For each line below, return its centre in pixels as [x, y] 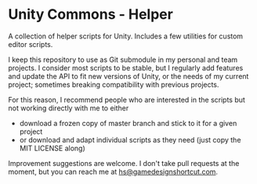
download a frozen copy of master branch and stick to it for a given [128, 123]
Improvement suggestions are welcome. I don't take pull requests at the [124, 163]
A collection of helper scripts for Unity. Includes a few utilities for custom [126, 36]
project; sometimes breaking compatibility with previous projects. [114, 85]
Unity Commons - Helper [91, 14]
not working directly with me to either [69, 108]
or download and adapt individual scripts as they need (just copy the [130, 139]
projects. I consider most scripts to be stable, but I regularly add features [126, 67]
